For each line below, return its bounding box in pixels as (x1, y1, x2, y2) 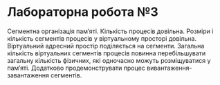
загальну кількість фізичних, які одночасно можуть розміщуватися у (7, 56, 211, 64)
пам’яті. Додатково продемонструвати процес (7, 64, 145, 72)
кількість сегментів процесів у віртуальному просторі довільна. (7, 34, 197, 42)
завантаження (7, 70, 50, 79)
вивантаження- (146, 64, 192, 72)
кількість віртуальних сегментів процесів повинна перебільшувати (7, 49, 206, 57)
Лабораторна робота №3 (7, 4, 159, 20)
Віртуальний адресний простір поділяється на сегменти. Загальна (7, 41, 205, 50)
